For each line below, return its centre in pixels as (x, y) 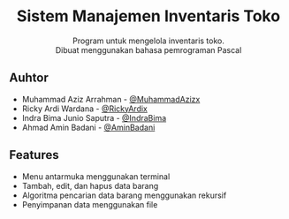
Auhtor (29, 78)
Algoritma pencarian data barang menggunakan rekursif (124, 195)
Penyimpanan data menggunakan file (90, 204)
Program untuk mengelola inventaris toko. (148, 41)
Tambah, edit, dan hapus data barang (90, 185)
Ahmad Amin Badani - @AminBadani (88, 127)
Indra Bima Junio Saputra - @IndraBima (94, 117)
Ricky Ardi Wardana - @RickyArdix (84, 109)
